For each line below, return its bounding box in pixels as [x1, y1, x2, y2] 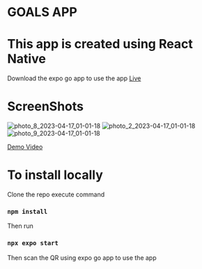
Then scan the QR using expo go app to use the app [7, 253, 157, 262]
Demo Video [7, 143, 43, 151]
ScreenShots [7, 99, 84, 115]
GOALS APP [7, 4, 78, 20]
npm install [7, 208, 48, 215]
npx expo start [7, 239, 59, 247]
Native [7, 51, 47, 67]
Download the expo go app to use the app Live [7, 74, 141, 82]
